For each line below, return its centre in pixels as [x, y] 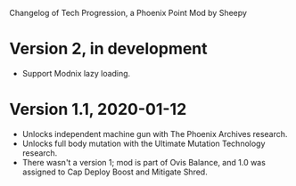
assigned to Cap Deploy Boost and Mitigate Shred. [115, 172]
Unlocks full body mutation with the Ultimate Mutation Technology [144, 143]
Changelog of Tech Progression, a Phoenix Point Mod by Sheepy [128, 13]
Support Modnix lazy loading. [76, 73]
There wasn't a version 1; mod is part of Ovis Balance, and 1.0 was [144, 162]
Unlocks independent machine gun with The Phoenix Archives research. [155, 133]
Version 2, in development [108, 49]
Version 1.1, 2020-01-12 [98, 109]
